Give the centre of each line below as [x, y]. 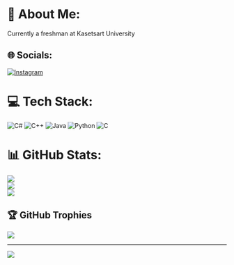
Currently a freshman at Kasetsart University [71, 33]
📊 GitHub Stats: [55, 155]
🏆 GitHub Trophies [50, 215]
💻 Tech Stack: [50, 101]
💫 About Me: [44, 14]
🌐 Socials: [30, 55]
